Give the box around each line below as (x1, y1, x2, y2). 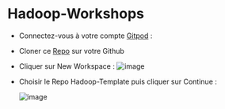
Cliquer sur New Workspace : (18, 61, 116, 71)
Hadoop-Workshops (7, 5, 144, 23)
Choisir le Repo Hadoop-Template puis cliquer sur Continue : (18, 77, 217, 86)
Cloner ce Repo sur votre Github (18, 46, 124, 55)
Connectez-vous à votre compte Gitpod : (18, 31, 153, 40)
